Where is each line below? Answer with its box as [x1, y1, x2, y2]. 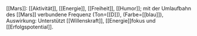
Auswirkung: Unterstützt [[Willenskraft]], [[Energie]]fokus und [6, 17, 156, 24]
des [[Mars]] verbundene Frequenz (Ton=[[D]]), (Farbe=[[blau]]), [6, 11, 163, 18]
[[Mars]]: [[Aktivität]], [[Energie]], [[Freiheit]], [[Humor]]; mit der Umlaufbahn [6, 5, 191, 12]
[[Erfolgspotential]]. [6, 23, 54, 30]
